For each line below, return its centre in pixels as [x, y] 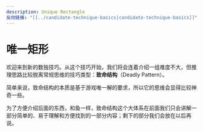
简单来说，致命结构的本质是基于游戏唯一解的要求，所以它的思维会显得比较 [99, 88]
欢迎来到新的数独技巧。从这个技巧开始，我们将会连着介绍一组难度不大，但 [99, 67]
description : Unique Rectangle [46, 12]
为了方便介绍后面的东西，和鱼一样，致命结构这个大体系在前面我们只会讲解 [99, 108]
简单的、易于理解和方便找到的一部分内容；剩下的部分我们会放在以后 [101, 116]
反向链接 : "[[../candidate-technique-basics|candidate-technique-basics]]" [102, 18]
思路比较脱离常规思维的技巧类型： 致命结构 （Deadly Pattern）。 [89, 75]
